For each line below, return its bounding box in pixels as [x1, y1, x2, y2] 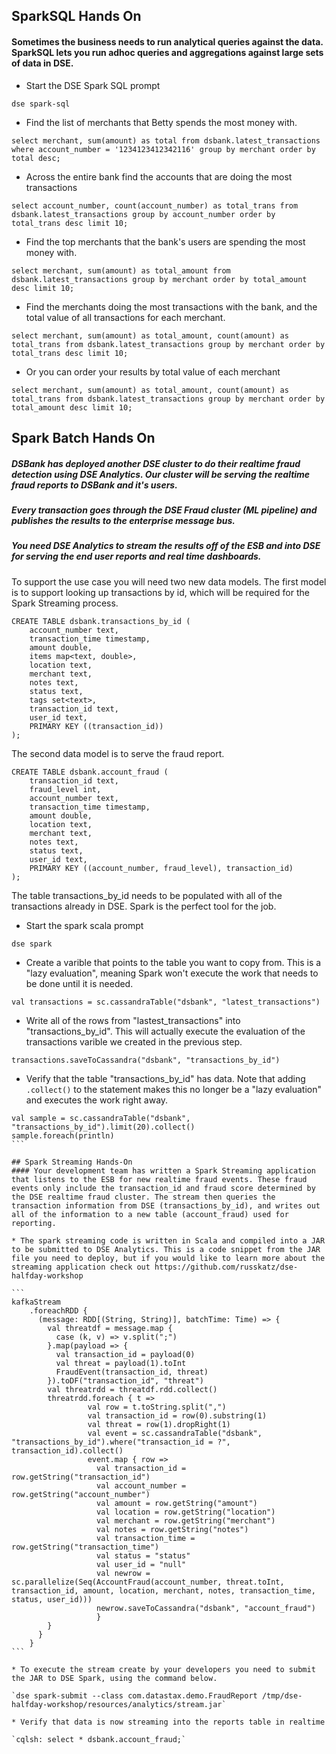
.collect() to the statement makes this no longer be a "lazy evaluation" [25, 1083, 322, 1095]
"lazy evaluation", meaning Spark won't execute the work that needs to [25, 967, 319, 979]
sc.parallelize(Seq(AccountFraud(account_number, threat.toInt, [11, 1577, 285, 1587]
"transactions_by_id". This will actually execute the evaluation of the [25, 1025, 306, 1037]
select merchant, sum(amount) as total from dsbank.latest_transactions [11, 135, 321, 146]
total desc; [11, 153, 61, 163]
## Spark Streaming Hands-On [11, 1157, 133, 1167]
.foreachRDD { [29, 1305, 88, 1316]
